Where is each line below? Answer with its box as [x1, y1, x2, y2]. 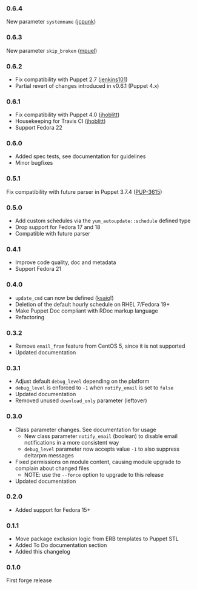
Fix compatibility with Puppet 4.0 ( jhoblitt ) [15, 111, 120, 119]
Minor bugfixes [15, 159, 53, 167]
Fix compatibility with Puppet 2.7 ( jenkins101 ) [15, 76, 128, 83]
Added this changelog [15, 548, 71, 555]
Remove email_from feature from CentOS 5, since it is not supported [15, 342, 185, 350]
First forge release [6, 577, 53, 584]
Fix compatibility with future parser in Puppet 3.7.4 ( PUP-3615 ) [6, 188, 162, 195]
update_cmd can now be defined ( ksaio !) [15, 294, 114, 301]
